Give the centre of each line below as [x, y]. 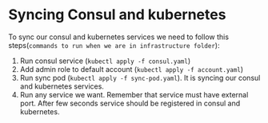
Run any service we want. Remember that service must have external [134, 94]
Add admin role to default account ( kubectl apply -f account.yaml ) [132, 69]
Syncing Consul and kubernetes [117, 15]
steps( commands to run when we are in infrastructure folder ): [114, 45]
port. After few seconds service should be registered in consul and [130, 103]
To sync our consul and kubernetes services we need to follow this [119, 37]
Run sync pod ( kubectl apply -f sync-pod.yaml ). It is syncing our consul [140, 77]
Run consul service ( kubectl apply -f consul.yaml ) [105, 61]
